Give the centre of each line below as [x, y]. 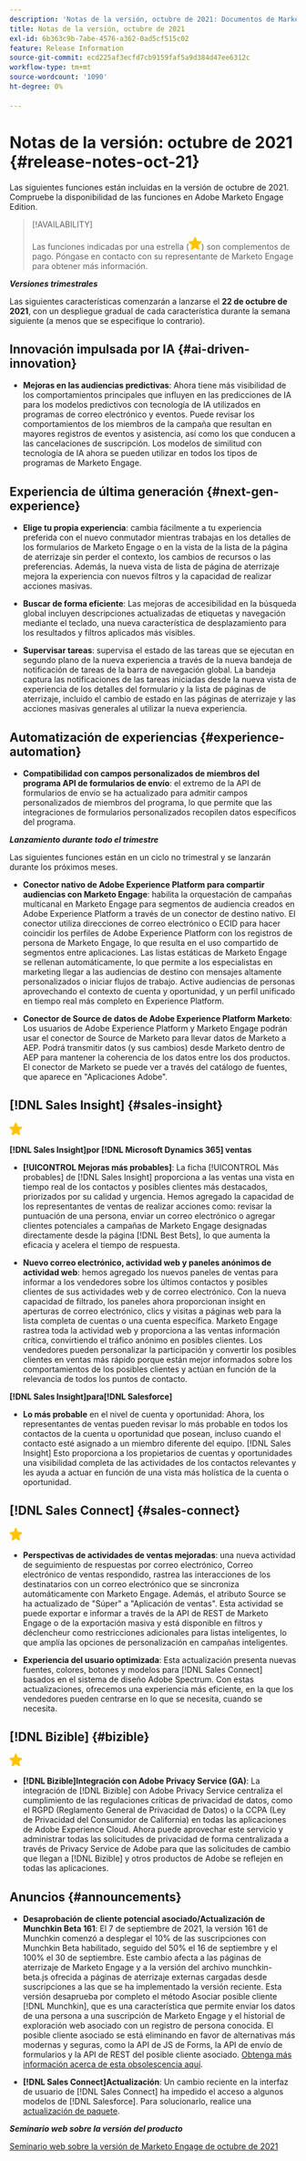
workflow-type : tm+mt [51, 68]
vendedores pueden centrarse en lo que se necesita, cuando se [143, 1699]
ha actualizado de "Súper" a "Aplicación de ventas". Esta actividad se [153, 1603]
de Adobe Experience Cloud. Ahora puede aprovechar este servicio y [153, 1830]
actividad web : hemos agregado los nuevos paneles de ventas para [150, 1272]
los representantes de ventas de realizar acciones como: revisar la [147, 1206]
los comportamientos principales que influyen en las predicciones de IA [157, 395]
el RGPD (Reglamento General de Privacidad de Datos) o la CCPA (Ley [154, 1810]
